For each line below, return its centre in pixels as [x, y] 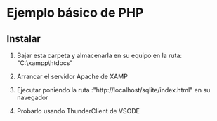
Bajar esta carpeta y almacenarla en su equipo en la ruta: [99, 55]
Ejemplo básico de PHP [75, 13]
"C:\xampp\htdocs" [45, 63]
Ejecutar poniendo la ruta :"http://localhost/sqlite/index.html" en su [113, 90]
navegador [32, 97]
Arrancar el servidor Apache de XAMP [72, 76]
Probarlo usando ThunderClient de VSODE [78, 111]
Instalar [24, 39]
